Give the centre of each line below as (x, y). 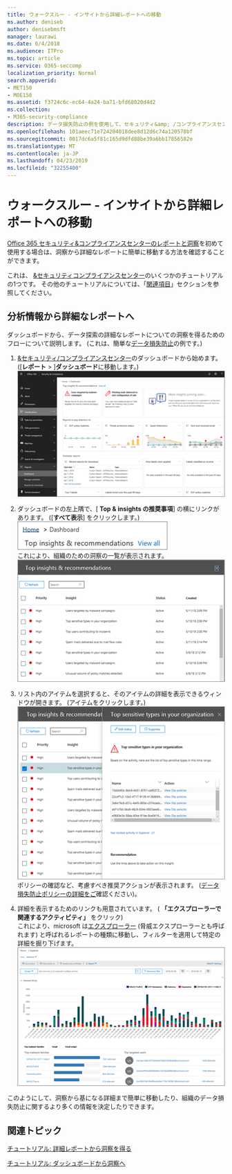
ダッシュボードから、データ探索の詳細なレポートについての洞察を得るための (116, 334)
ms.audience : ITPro (35, 51)
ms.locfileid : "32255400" (44, 168)
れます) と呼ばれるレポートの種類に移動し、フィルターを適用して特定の (119, 935)
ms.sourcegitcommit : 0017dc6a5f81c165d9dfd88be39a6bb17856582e (100, 139)
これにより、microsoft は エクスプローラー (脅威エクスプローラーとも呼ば (121, 926)
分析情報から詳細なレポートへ (71, 316)
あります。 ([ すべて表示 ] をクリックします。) (78, 518)
